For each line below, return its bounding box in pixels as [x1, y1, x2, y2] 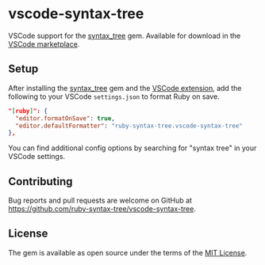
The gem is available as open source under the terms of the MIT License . [8, 248, 248, 257]
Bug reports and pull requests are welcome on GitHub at [8, 195, 193, 206]
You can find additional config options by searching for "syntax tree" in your [8, 143, 257, 153]
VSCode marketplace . [8, 39, 80, 48]
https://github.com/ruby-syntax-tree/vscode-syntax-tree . [8, 204, 196, 214]
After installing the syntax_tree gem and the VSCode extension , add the [8, 83, 242, 93]
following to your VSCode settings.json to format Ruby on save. [8, 92, 220, 101]
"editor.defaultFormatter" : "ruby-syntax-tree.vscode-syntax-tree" [15, 122, 244, 130]
